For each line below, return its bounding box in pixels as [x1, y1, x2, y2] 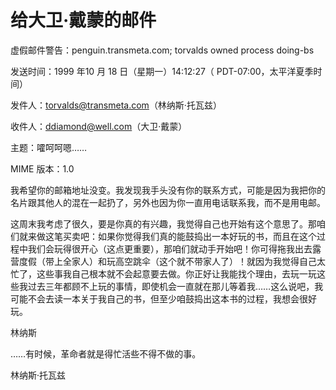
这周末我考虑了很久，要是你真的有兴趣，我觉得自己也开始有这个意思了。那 [10, 217, 317, 230]
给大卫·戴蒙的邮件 [10, 9, 157, 32]
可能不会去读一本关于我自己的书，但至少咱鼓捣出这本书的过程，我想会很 [10, 292, 308, 305]
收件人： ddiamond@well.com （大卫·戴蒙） [10, 120, 188, 132]
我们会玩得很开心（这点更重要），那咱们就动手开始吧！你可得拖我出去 [27, 242, 313, 255]
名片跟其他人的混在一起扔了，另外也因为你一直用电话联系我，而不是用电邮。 [10, 196, 326, 208]
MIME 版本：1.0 [10, 162, 75, 175]
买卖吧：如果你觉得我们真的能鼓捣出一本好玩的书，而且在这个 [62, 230, 317, 242]
